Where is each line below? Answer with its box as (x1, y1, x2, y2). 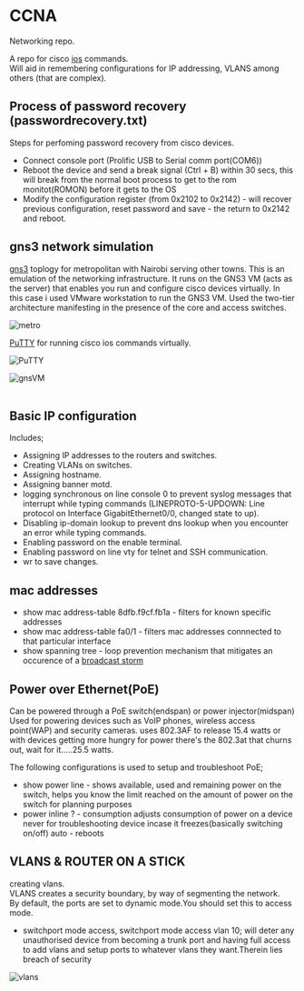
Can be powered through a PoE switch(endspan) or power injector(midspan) (9, 706, 295, 716)
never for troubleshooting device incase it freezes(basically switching (22, 818, 283, 828)
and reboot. (22, 213, 66, 224)
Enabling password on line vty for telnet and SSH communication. (22, 546, 269, 557)
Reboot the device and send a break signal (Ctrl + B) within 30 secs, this (22, 165, 293, 175)
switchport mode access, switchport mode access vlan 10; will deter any (22, 925, 295, 936)
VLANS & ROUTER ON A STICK (9, 854, 186, 869)
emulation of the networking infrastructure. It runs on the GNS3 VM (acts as (9, 273, 293, 284)
